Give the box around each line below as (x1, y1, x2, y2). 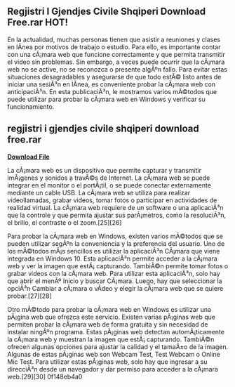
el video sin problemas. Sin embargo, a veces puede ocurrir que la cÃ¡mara (7, 58, 225, 66)
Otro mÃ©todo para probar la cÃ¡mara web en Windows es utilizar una (7, 305, 212, 313)
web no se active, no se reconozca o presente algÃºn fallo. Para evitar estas (7, 65, 228, 73)
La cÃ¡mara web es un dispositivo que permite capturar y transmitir (7, 166, 202, 174)
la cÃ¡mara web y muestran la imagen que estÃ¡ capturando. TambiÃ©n (7, 335, 215, 343)
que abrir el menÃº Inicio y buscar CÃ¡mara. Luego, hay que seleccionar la (7, 277, 222, 285)
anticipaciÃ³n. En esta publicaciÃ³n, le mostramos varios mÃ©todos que (7, 87, 217, 96)
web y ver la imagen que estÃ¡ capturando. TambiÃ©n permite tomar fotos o (7, 261, 229, 270)
